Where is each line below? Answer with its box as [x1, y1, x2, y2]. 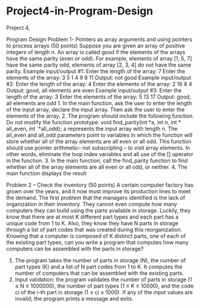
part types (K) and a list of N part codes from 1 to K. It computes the [14, 263, 183, 270]
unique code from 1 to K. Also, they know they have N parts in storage [6, 219, 178, 226]
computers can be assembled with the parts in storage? [6, 245, 144, 252]
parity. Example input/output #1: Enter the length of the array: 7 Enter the [6, 67, 186, 74]
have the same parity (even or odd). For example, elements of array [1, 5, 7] [6, 55, 192, 62]
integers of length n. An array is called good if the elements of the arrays [6, 48, 186, 55]
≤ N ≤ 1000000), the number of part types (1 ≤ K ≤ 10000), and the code [14, 282, 194, 289]
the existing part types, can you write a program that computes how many [6, 238, 189, 246]
